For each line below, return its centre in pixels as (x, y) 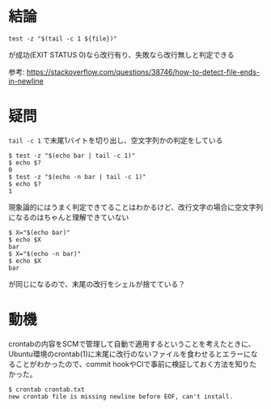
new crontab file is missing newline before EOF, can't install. (121, 396)
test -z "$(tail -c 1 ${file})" (63, 38)
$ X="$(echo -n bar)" (45, 253)
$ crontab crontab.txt (47, 390)
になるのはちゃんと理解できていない (69, 217)
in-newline (26, 81)
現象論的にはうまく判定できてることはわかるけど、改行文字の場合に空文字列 (136, 207)
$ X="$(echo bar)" (39, 232)
